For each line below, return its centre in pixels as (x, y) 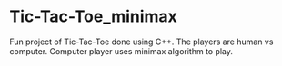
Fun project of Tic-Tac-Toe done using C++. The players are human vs (141, 42)
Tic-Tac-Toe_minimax (93, 17)
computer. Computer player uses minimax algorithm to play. (121, 51)
